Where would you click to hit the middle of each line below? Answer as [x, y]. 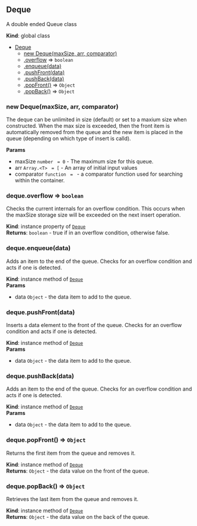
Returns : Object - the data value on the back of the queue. [78, 517]
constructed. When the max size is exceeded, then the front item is [88, 126]
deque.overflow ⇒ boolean [45, 196]
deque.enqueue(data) [39, 248]
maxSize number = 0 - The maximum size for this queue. [84, 161]
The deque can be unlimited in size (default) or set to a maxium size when [96, 120]
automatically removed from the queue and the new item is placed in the [94, 132]
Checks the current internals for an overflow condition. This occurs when [96, 209]
